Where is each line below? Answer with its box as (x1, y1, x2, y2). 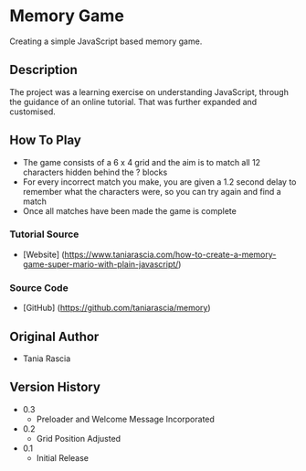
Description (9, 62, 78, 78)
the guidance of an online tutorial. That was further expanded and (9, 96, 258, 107)
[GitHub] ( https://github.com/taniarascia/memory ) (22, 303, 212, 314)
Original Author (9, 328, 100, 344)
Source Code (9, 281, 69, 294)
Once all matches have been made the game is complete (22, 205, 237, 216)
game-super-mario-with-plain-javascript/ (22, 258, 179, 270)
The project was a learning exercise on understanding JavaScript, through (9, 86, 290, 97)
